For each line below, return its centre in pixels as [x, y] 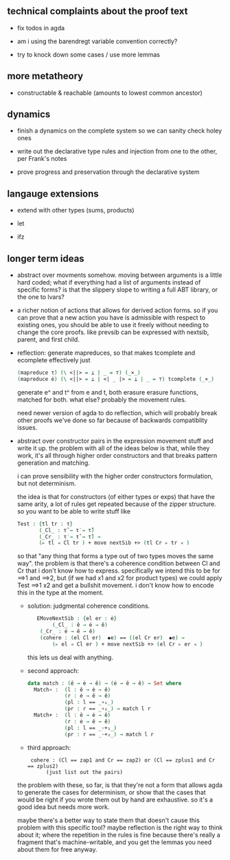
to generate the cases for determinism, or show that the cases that [111, 792]
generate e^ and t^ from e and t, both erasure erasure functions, [107, 392]
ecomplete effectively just [54, 360]
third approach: [49, 747]
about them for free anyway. [57, 849]
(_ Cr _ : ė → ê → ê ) [68, 632]
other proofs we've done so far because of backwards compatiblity [112, 420]
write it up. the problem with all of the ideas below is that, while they [113, 448]
